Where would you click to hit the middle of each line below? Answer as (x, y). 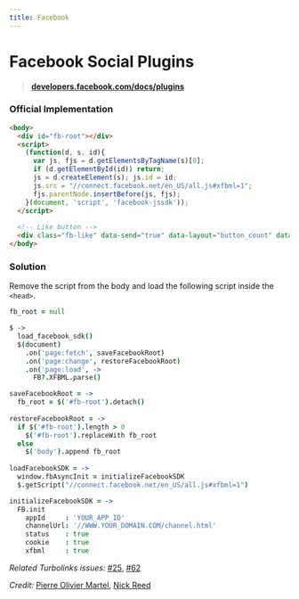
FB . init (32, 509)
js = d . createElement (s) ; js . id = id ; (105, 178)
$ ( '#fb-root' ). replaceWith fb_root (91, 435)
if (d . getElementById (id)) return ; (99, 169)
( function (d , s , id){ (65, 152)
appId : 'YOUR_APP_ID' (75, 518)
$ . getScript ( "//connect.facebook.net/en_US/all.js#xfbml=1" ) (133, 485)
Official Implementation (61, 110)
